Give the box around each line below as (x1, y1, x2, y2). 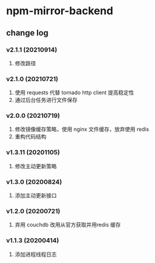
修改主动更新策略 (14, 162, 57, 169)
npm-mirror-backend (6, 4, 113, 18)
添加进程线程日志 (14, 251, 57, 258)
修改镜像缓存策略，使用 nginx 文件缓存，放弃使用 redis (14, 126, 150, 133)
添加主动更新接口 (14, 192, 57, 199)
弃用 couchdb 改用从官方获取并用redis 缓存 (14, 221, 121, 229)
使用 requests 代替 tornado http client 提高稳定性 (14, 89, 135, 96)
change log (6, 28, 49, 38)
